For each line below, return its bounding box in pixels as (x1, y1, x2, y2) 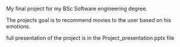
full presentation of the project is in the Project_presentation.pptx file (6, 35, 175, 41)
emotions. (6, 23, 31, 30)
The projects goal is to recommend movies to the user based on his (6, 17, 171, 23)
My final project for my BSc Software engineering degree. (6, 5, 147, 12)
